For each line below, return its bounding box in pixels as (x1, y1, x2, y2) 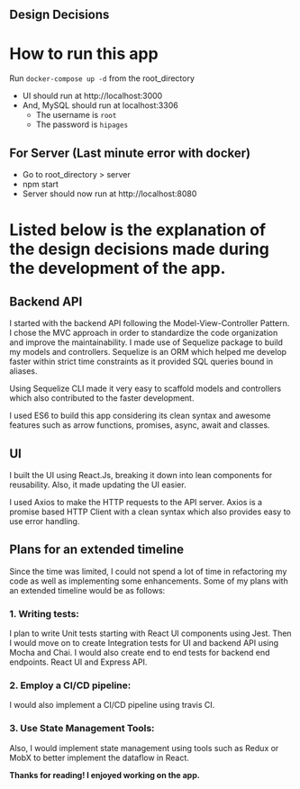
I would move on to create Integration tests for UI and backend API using (9, 638, 279, 648)
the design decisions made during (9, 239, 270, 259)
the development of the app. (9, 258, 226, 278)
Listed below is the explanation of (9, 220, 267, 240)
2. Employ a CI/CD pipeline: (9, 679, 132, 692)
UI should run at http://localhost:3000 (22, 90, 163, 102)
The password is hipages (35, 119, 129, 130)
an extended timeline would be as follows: (9, 585, 166, 595)
